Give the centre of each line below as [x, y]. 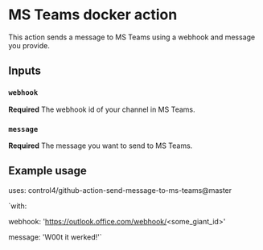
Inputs [25, 71]
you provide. [29, 45]
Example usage [47, 171]
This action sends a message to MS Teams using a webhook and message [132, 37]
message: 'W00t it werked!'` [55, 237]
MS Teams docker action [93, 15]
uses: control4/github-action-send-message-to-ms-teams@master [120, 190]
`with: [18, 206]
